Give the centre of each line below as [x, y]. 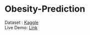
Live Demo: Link [21, 27]
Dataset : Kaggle [22, 22]
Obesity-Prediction [45, 9]
